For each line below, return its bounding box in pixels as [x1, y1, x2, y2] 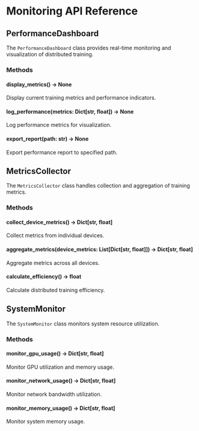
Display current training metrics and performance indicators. [6, 94, 156, 101]
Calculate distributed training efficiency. [6, 286, 105, 293]
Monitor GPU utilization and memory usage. [6, 363, 115, 371]
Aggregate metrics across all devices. [6, 259, 100, 266]
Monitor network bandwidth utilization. [6, 391, 102, 398]
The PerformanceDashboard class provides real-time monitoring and [6, 44, 171, 51]
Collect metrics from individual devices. [6, 232, 105, 239]
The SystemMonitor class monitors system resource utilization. [6, 320, 160, 327]
